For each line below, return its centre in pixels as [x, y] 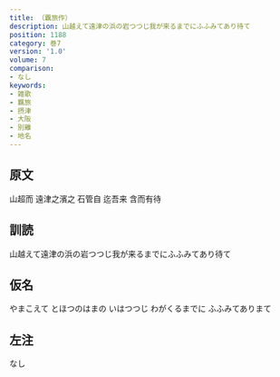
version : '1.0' [38, 52]
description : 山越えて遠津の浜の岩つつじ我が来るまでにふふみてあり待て [130, 26]
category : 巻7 [35, 43]
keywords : [28, 85]
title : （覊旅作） [41, 18]
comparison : [32, 69]
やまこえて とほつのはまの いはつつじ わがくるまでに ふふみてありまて [140, 309]
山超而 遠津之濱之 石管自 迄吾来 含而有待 [85, 198]
